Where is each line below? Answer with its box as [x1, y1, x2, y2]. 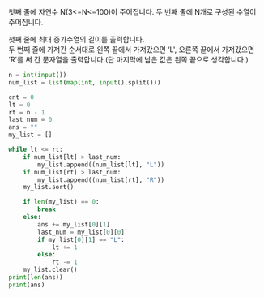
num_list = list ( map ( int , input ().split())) [8, 78, 161, 87]
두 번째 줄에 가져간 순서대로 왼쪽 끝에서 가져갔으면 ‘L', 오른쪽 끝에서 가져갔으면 [8, 45, 255, 54]
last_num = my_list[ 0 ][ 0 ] [37, 228, 126, 236]
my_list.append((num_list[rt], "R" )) [37, 175, 164, 184]
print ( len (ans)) [8, 273, 63, 282]
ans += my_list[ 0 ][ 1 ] [37, 220, 111, 229]
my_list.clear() [23, 266, 79, 274]
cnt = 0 [8, 93, 35, 101]
